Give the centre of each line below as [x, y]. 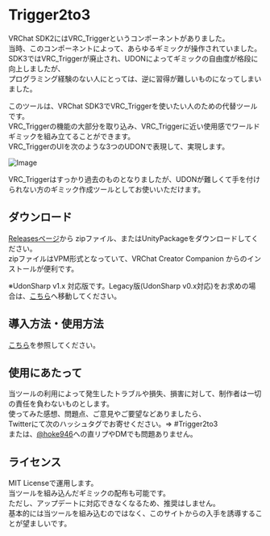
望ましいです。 [47, 524]
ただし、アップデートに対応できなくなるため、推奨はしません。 [114, 504]
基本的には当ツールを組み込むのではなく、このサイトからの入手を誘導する [132, 513]
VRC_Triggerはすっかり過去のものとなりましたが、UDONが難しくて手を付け [134, 179]
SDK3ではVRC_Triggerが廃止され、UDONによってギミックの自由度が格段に [133, 58]
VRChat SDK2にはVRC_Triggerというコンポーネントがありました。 [119, 38]
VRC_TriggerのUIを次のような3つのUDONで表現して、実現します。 [119, 146]
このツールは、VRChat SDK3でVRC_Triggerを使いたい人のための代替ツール [133, 106]
